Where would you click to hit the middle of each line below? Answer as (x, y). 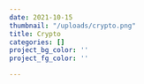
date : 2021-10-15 (41, 17)
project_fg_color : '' (49, 58)
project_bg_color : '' (49, 50)
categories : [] (37, 42)
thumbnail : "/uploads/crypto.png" (73, 26)
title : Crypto (35, 34)
